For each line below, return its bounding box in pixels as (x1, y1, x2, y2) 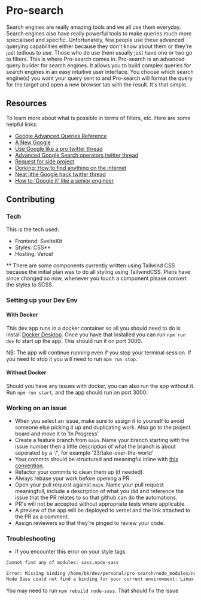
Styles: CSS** (14, 244, 51, 251)
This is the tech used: (6, 226, 59, 233)
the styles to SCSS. (6, 281, 54, 288)
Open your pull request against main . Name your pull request (14, 481, 165, 488)
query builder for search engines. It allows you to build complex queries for (6, 61, 191, 69)
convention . (14, 462, 44, 469)
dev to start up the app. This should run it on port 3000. (6, 337, 142, 344)
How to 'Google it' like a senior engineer (14, 177, 114, 184)
